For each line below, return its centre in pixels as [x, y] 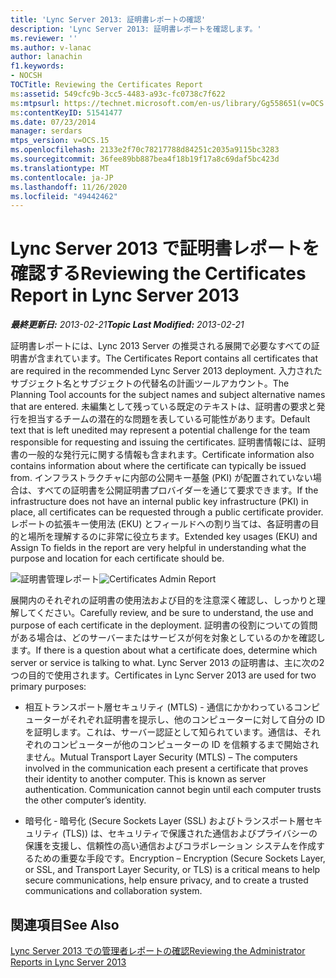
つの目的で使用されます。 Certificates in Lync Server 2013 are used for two [163, 675]
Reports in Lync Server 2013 [68, 962]
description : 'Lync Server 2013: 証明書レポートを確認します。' [136, 29]
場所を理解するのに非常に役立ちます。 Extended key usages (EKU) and [172, 537]
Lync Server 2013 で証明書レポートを [165, 248]
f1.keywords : [37, 66]
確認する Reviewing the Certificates [158, 273]
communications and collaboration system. [113, 891]
